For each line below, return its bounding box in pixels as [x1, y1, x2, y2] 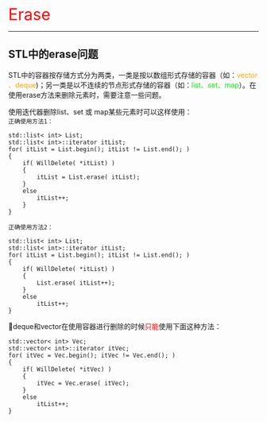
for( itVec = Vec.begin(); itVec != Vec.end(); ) [8, 351, 176, 359]
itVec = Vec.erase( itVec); [37, 379, 130, 387]
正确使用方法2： [8, 223, 54, 231]
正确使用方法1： [8, 117, 54, 126]
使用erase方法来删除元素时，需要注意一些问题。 [8, 90, 166, 99]
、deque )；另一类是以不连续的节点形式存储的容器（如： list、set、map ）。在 [8, 80, 257, 90]
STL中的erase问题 [8, 48, 99, 61]
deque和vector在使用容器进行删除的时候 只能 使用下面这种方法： [13, 321, 222, 331]
